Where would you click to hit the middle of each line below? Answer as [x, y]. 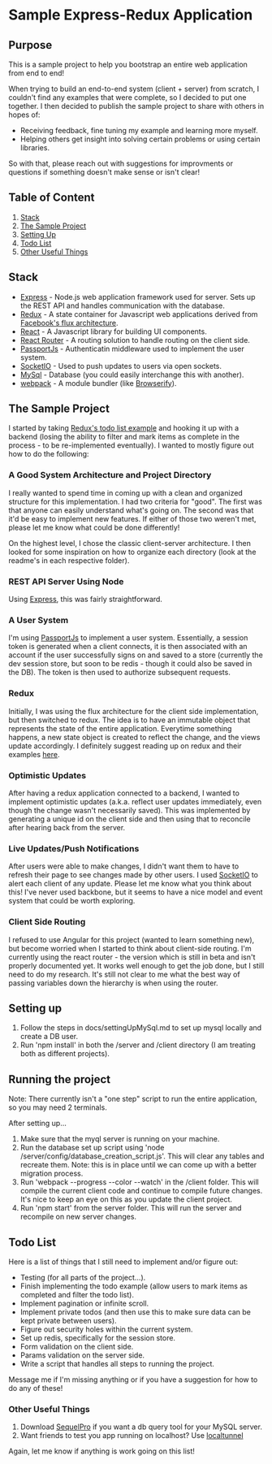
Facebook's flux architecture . [69, 323]
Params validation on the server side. [82, 1355]
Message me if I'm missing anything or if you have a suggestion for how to [133, 1380]
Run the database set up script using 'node [92, 1148]
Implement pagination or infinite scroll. [84, 1303]
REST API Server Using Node [66, 581]
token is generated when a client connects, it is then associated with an [128, 647]
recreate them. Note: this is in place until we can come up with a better [138, 1165]
